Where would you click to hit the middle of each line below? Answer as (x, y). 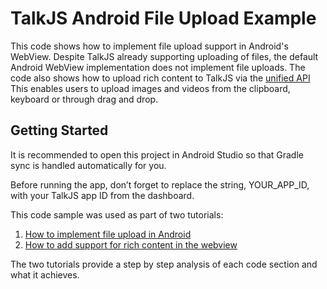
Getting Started (59, 130)
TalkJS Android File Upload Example (163, 18)
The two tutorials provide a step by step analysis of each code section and (164, 264)
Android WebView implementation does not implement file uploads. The (158, 67)
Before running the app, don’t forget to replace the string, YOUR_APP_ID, (160, 184)
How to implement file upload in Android (108, 234)
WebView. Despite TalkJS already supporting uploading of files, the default (164, 56)
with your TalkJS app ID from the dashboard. (102, 195)
